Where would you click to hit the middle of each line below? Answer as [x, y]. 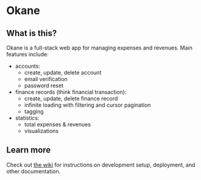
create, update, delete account [63, 73]
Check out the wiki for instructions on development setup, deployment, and [101, 165]
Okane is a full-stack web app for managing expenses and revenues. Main [100, 48]
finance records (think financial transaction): [71, 92]
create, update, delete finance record [71, 99]
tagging [34, 111]
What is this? [32, 33]
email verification [46, 79]
